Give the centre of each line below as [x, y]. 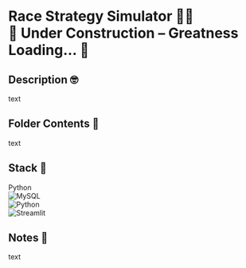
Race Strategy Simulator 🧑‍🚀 [101, 16]
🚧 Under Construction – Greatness [123, 33]
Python [20, 187]
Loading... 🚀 [49, 50]
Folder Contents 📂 [54, 124]
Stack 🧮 [28, 168]
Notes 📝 [28, 238]
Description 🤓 [43, 79]
